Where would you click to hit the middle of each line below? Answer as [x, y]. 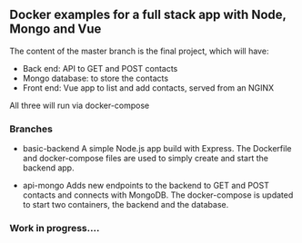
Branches [31, 129]
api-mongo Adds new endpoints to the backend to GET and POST [146, 186]
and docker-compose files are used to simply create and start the [145, 159]
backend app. [48, 168]
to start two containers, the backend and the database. [126, 205]
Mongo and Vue [55, 29]
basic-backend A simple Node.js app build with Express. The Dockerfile [157, 149]
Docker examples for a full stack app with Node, [148, 15]
